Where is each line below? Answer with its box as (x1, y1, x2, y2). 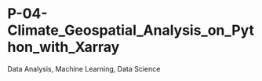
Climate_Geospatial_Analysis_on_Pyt (7, 21, 255, 39)
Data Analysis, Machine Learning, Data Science (7, 64, 161, 73)
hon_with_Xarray (7, 39, 120, 56)
